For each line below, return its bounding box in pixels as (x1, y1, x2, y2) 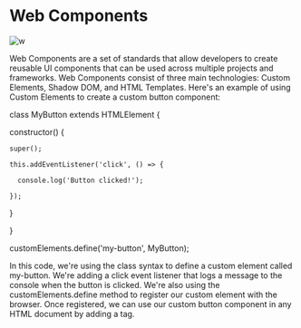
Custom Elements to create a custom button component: (9, 92, 220, 102)
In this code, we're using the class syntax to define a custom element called (9, 260, 293, 271)
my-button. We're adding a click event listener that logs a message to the (9, 269, 283, 281)
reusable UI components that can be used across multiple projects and (9, 63, 274, 73)
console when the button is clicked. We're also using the (9, 279, 220, 290)
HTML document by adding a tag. (9, 308, 135, 319)
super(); (9, 144, 43, 153)
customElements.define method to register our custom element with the (9, 289, 278, 300)
